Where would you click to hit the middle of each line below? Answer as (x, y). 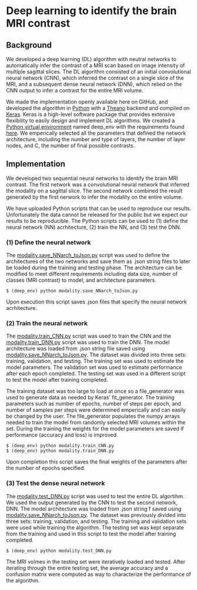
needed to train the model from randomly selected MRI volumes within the (96, 422)
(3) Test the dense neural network (56, 484)
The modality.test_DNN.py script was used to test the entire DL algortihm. (95, 496)
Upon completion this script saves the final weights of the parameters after (97, 462)
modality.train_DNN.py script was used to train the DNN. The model (88, 342)
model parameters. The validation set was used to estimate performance (94, 367)
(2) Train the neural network (47, 324)
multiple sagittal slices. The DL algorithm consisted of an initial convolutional (98, 71)
